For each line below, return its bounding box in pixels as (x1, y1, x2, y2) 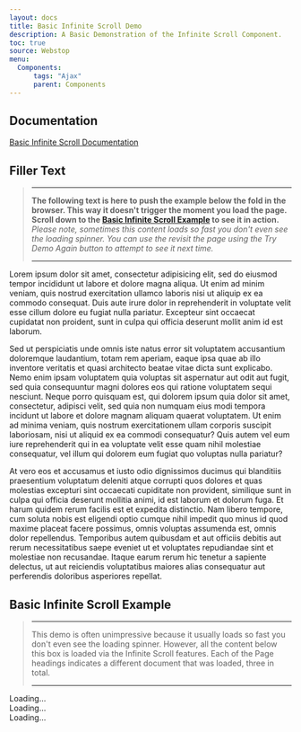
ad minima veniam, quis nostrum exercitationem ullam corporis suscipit (9, 419, 271, 431)
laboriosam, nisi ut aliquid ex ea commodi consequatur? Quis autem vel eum (9, 429, 290, 440)
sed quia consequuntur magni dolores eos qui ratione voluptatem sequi (9, 382, 272, 392)
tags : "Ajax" (32, 72, 82, 81)
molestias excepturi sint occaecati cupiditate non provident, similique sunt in (9, 485, 292, 496)
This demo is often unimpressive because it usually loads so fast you (30, 630, 286, 640)
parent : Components (32, 80, 106, 89)
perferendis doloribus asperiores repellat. (9, 571, 163, 582)
